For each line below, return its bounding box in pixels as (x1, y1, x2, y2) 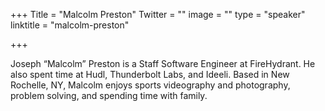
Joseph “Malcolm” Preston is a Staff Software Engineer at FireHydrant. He (10, 58, 316, 69)
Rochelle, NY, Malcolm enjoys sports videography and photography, (10, 79, 291, 91)
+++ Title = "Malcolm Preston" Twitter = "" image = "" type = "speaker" (10, 9, 306, 20)
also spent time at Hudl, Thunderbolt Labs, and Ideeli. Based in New (10, 69, 290, 80)
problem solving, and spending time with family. (10, 90, 208, 101)
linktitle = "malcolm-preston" (10, 19, 130, 31)
